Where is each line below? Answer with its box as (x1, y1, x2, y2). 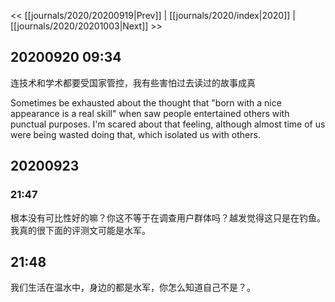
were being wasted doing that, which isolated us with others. (10, 128, 261, 140)
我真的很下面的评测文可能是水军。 (10, 224, 151, 236)
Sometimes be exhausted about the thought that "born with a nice (10, 96, 282, 109)
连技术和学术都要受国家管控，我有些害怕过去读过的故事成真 (10, 76, 256, 89)
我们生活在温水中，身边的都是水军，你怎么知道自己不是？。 (10, 281, 256, 294)
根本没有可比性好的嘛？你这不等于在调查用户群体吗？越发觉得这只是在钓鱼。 (10, 211, 326, 224)
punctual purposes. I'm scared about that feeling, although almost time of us (10, 118, 326, 130)
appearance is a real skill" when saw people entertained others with (10, 107, 290, 119)
